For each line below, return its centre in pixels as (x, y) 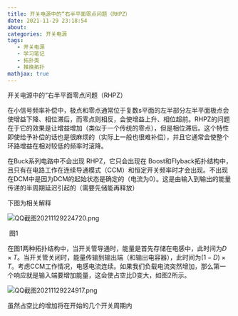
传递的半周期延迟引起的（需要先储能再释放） (73, 188)
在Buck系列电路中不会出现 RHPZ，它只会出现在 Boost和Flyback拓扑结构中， (120, 160)
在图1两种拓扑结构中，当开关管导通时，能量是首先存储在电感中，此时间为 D (117, 248)
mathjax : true (29, 73)
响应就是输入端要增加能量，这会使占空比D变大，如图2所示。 (102, 275)
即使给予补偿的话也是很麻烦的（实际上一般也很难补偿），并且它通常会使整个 (118, 137)
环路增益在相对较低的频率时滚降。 (57, 146)
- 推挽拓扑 (31, 67)
